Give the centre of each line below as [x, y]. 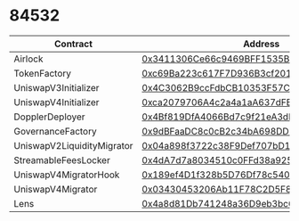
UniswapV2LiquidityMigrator [73, 145]
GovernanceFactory [55, 131]
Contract [74, 44]
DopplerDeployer [50, 117]
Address [262, 44]
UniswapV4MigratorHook [67, 175]
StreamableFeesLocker [62, 160]
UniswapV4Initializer [57, 102]
